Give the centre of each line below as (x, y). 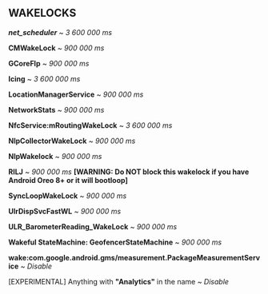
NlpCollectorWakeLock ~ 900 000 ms (72, 141)
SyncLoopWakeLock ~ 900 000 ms (68, 196)
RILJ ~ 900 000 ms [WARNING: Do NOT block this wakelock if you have (129, 172)
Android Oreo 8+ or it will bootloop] (68, 180)
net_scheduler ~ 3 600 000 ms (60, 32)
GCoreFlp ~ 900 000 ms (49, 63)
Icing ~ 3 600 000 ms (44, 78)
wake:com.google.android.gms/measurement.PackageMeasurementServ (134, 257)
